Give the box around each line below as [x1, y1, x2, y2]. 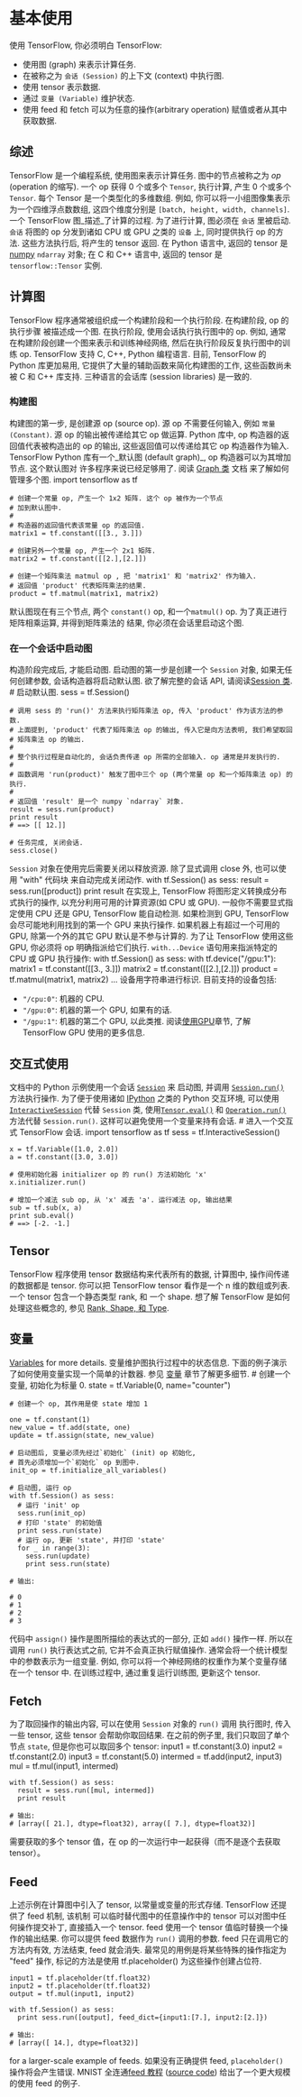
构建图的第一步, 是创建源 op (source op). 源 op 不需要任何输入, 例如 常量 [9, 417, 276, 428]
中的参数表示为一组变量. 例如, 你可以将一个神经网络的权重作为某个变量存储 [9, 1655, 287, 1666]
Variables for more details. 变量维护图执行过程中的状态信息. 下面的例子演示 [9, 1357, 288, 1368]
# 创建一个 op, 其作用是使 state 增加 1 [9, 1399, 149, 1408]
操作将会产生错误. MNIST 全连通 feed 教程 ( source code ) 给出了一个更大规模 [9, 2066, 291, 2078]
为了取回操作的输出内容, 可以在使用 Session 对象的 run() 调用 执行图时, [9, 1718, 273, 1729]
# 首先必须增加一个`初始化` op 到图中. [9, 1458, 140, 1467]
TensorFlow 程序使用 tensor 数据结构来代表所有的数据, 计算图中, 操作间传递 [9, 1268, 290, 1279]
